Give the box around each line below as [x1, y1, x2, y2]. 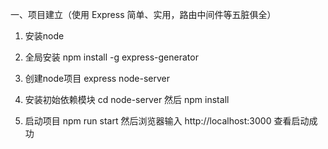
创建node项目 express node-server [24, 73, 171, 84]
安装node [24, 30, 65, 42]
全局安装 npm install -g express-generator [24, 51, 199, 63]
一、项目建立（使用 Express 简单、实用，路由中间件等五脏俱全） [10, 9, 277, 20]
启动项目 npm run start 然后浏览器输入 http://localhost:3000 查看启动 [24, 115, 310, 127]
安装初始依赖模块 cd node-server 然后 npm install [24, 94, 230, 105]
